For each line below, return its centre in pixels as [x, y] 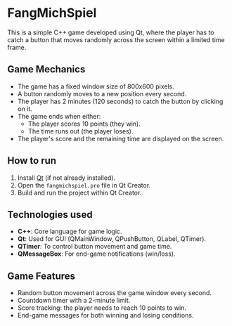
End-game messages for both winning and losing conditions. [105, 315]
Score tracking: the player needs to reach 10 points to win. [102, 308]
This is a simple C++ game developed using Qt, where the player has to [111, 32]
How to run [32, 161]
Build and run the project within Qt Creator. [79, 193]
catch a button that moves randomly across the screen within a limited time [116, 39]
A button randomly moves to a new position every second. [102, 93]
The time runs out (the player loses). [80, 131]
